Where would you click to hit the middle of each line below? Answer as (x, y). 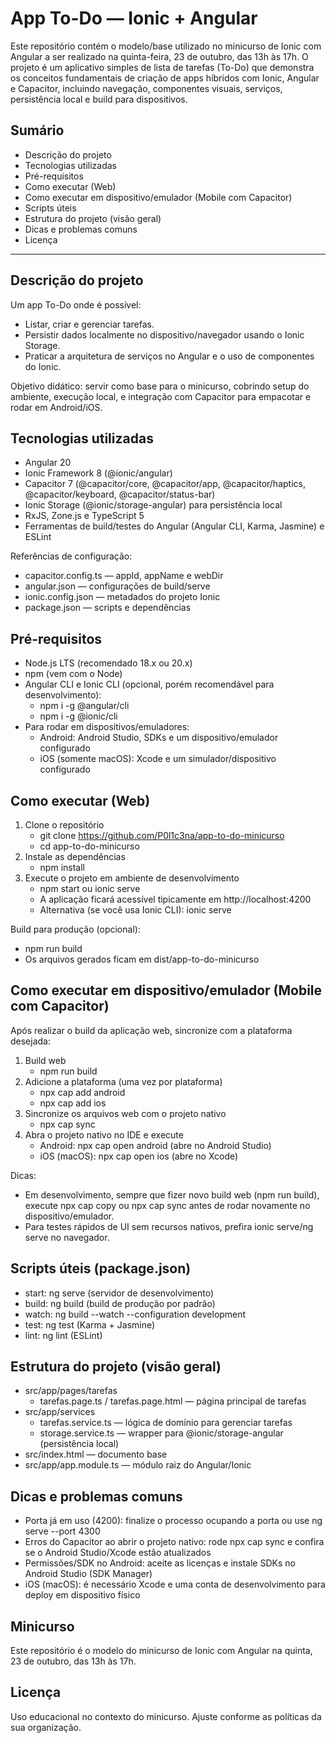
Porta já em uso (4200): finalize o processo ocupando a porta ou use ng (173, 1521)
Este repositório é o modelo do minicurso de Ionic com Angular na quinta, (161, 1651)
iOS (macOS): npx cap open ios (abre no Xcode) (139, 1156)
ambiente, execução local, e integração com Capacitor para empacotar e (161, 396)
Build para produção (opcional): (75, 929)
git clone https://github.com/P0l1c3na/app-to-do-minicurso (162, 835)
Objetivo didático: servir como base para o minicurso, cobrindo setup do (160, 386)
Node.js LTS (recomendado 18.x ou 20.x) (108, 663)
